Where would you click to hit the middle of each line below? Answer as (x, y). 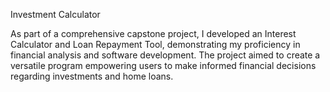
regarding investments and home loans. (92, 76)
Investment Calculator (55, 14)
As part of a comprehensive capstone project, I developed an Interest (153, 33)
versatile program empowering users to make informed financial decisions (163, 65)
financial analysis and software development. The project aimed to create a (165, 55)
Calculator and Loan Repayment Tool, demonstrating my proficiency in (155, 44)
